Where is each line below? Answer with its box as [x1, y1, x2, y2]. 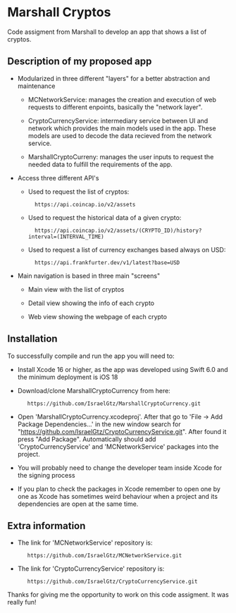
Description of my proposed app [7, 56, 152, 68]
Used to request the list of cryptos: [27, 187, 130, 196]
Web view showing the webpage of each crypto [27, 312, 168, 321]
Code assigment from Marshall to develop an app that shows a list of [7, 27, 207, 36]
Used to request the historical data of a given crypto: [27, 213, 182, 222]
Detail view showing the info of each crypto [27, 299, 155, 307]
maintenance [17, 82, 56, 90]
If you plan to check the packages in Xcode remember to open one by [17, 484, 221, 493]
